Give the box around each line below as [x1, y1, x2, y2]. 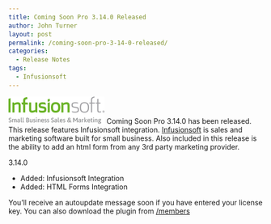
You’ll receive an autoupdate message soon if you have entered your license [8, 197, 263, 207]
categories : [8, 47, 49, 56]
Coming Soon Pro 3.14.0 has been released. [106, 116, 252, 125]
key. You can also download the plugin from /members [8, 206, 190, 216]
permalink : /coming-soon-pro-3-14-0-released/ [8, 39, 168, 47]
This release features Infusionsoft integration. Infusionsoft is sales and [8, 125, 243, 134]
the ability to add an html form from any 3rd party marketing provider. [8, 142, 240, 151]
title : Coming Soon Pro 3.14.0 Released [8, 13, 147, 21]
